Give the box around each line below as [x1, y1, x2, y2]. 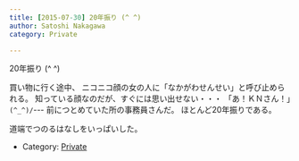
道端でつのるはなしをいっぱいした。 [9, 123, 143, 134]
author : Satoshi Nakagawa [9, 21, 105, 30]
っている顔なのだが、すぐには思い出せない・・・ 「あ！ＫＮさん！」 [42, 93, 295, 104]
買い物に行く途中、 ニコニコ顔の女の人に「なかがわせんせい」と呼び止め [9, 82, 278, 93]
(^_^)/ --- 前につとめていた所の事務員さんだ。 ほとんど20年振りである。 [9, 105, 277, 115]
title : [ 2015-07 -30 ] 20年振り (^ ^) [9, 13, 142, 22]
